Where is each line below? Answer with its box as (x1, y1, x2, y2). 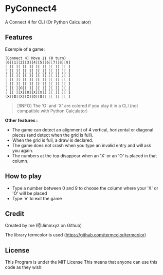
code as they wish (5, 264, 42, 270)
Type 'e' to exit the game (12, 195, 62, 201)
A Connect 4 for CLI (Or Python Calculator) (5, 19, 91, 25)
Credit (5, 210, 24, 218)
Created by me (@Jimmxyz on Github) (5, 223, 82, 229)
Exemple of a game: (5, 46, 45, 52)
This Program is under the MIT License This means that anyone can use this (5, 259, 158, 265)
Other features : (5, 117, 38, 123)
